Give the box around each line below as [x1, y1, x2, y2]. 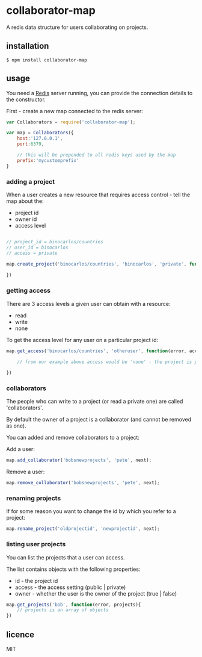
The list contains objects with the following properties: [6, 565, 141, 573]
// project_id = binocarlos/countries [6, 238, 103, 244]
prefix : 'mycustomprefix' [17, 157, 79, 163]
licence [6, 629, 35, 640]
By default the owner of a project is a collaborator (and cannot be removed [6, 416, 191, 423]
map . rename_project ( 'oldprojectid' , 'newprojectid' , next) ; [6, 526, 161, 532]
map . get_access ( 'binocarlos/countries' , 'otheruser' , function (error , [6, 347, 187, 354]
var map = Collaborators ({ [6, 130, 74, 136]
